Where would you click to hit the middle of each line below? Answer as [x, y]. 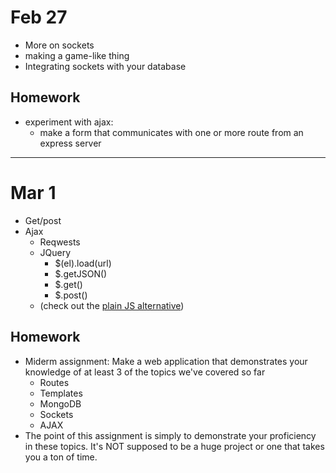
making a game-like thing [77, 55]
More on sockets [59, 45]
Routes [54, 382]
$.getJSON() [81, 273]
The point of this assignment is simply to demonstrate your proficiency [170, 435]
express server [70, 143]
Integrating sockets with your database [105, 66]
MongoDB [60, 403]
